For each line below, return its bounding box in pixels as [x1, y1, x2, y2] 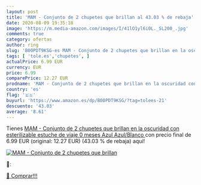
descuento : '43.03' [6, 103, 55, 109]
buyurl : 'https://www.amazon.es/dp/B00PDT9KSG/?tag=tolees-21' [6, 97, 167, 103]
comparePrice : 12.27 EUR [6, 75, 68, 81]
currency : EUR [6, 64, 42, 70]
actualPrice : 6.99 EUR [6, 58, 63, 64]
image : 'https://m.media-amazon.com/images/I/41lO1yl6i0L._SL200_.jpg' [6, 25, 188, 32]
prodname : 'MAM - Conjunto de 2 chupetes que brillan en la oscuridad [6, 81, 186, 87]
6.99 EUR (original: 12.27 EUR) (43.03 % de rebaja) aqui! [6, 138, 145, 145]
